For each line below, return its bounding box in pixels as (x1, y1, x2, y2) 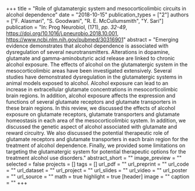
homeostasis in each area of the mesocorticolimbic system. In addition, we (6, 117, 186, 124)
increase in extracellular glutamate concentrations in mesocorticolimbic (6, 86, 178, 93)
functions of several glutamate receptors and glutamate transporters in (6, 98, 177, 105)
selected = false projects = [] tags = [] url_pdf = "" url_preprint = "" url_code (6, 161, 189, 168)
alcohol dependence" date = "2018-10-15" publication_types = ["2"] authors (6, 11, 189, 18)
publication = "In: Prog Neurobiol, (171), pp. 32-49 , (6, 23, 127, 30)
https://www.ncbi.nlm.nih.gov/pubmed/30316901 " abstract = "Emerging (6, 36, 179, 43)
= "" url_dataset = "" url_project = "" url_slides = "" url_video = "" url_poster (6, 167, 188, 173)
